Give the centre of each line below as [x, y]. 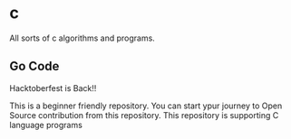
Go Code [34, 66]
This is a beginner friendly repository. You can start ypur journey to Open [146, 106]
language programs [46, 125]
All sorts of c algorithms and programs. [82, 38]
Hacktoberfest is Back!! [53, 88]
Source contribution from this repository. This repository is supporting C [144, 115]
